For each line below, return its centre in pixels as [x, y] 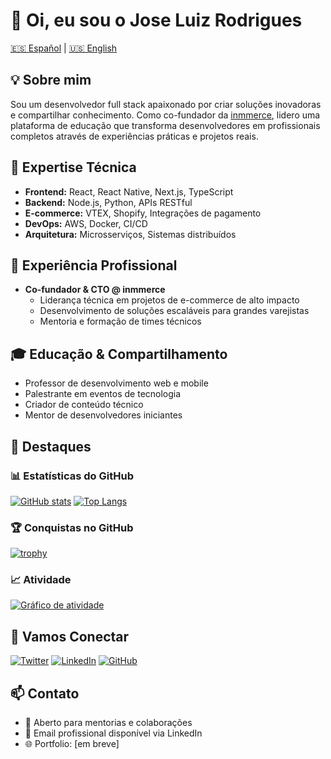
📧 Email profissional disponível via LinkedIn [113, 733]
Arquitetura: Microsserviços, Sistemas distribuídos [130, 234]
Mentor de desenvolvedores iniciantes [103, 415]
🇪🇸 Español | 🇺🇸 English [64, 48]
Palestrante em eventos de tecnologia [103, 394]
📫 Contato [45, 693]
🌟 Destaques [51, 446]
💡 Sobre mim [51, 80]
